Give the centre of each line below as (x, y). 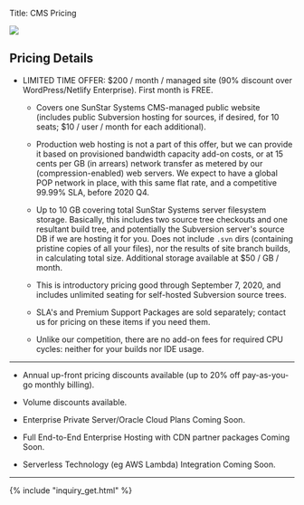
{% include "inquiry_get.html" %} (71, 490)
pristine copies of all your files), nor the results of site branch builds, (163, 248)
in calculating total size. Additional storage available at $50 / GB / (157, 258)
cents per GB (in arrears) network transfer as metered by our (149, 163)
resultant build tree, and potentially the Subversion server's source (160, 229)
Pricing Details (52, 58)
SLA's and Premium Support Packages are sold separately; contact (161, 312)
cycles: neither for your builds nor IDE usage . (120, 348)
